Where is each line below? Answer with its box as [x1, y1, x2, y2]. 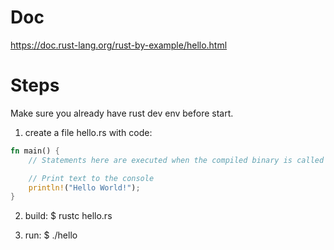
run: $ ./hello [24, 229, 78, 241]
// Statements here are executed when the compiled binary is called [28, 155, 325, 165]
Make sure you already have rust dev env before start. [10, 107, 234, 119]
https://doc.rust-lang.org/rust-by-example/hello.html [10, 39, 228, 51]
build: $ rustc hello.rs [24, 210, 113, 222]
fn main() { [10, 146, 60, 156]
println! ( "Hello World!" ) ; [28, 182, 141, 193]
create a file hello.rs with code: [24, 126, 153, 138]
